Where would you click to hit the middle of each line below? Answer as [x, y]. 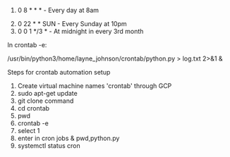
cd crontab [34, 108]
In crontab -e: [27, 45]
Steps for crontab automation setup [59, 72]
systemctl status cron [49, 146]
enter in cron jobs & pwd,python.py [68, 138]
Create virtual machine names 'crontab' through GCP [95, 86]
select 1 [29, 131]
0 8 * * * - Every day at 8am [58, 10]
